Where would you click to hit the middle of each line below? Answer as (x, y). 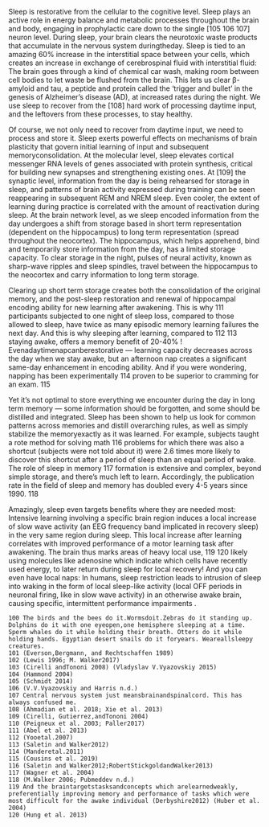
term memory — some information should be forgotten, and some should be (134, 408)
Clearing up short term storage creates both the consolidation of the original (134, 290)
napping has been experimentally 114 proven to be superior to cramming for (134, 376)
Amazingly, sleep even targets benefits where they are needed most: (122, 509)
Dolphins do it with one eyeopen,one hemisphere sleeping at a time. (127, 625)
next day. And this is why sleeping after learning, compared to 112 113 (123, 333)
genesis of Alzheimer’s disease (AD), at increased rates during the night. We (134, 97)
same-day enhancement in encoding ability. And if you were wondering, (128, 367)
